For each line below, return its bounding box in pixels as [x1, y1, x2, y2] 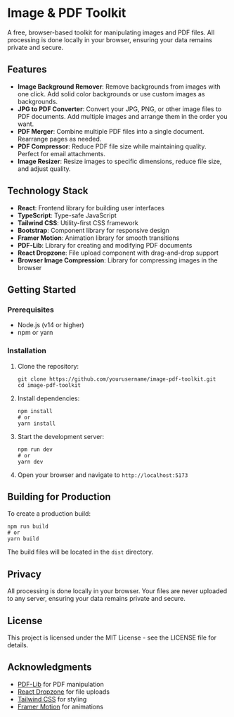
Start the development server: [17, 432, 105, 440]
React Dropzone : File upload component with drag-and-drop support [17, 248, 219, 257]
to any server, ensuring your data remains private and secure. [7, 595, 186, 603]
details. [7, 640, 29, 649]
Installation [7, 346, 47, 356]
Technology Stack [7, 185, 89, 197]
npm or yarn [17, 329, 53, 337]
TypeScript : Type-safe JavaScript [17, 211, 117, 220]
